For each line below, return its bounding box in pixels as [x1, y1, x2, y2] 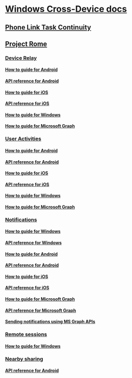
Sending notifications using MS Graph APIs [5, 319, 96, 325]
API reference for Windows [5, 240, 62, 246]
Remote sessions [5, 331, 47, 338]
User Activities [5, 136, 41, 142]
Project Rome [5, 39, 47, 48]
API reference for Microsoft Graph [5, 307, 76, 313]
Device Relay [5, 54, 37, 61]
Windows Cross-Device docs [5, 3, 127, 15]
